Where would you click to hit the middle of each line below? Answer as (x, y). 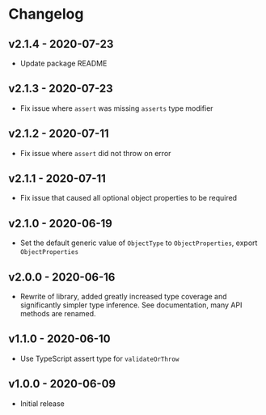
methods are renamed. (58, 314)
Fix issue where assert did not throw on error (95, 153)
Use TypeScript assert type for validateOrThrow (99, 358)
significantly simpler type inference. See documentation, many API (131, 305)
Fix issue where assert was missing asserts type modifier (116, 108)
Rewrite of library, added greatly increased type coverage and (124, 297)
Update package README (63, 63)
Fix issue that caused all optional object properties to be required (128, 198)
